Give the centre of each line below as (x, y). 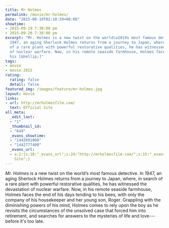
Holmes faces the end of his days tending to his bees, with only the (75, 194)
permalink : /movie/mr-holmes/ (37, 15)
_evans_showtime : (28, 136)
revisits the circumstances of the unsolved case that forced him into (75, 210)
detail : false (24, 84)
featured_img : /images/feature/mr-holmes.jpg (54, 89)
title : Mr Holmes (23, 10)
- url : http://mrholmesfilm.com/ (40, 103)
